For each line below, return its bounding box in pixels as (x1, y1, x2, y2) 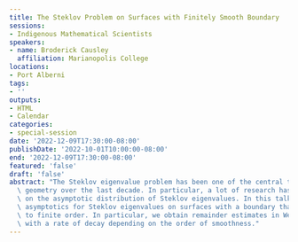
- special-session (9, 129, 77, 137)
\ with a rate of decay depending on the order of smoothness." (17, 219, 260, 228)
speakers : (9, 37, 46, 47)
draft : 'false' (9, 169, 66, 178)
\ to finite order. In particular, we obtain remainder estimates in (17, 210, 279, 220)
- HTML (9, 104, 34, 113)
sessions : (9, 21, 46, 30)
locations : (9, 63, 50, 72)
